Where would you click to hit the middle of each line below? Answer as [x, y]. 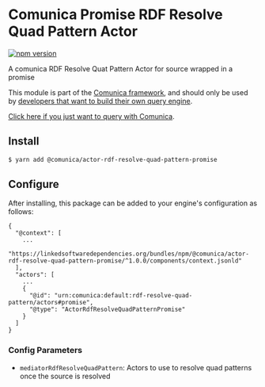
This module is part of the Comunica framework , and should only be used [128, 92]
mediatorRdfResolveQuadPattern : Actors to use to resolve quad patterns [136, 367]
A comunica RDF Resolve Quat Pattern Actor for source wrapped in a [121, 68]
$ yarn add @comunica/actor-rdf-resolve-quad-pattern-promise [113, 159]
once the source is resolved [65, 376]
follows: [21, 212]
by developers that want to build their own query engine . [100, 101]
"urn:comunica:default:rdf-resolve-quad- [123, 296]
